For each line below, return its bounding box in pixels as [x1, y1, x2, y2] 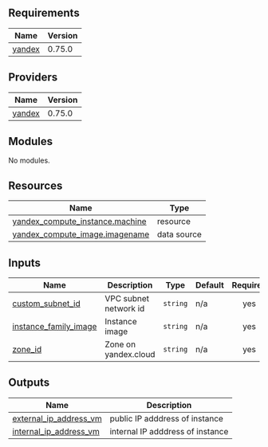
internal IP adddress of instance [109, 425, 229, 437]
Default [195, 280, 225, 291]
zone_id [12, 344, 42, 355]
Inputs [8, 256, 41, 269]
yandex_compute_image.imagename [12, 229, 150, 240]
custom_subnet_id [12, 298, 81, 309]
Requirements [8, 6, 80, 20]
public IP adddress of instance [109, 413, 223, 424]
